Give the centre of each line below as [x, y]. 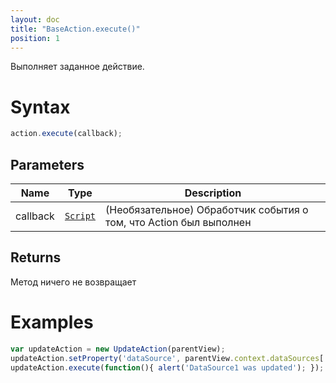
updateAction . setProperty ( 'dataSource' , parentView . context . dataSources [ [167, 358]
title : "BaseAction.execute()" [75, 29]
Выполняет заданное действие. [77, 67]
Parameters [47, 164]
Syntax [40, 107]
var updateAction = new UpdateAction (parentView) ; [118, 349]
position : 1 [35, 38]
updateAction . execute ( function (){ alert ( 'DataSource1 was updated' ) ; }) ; [167, 367]
